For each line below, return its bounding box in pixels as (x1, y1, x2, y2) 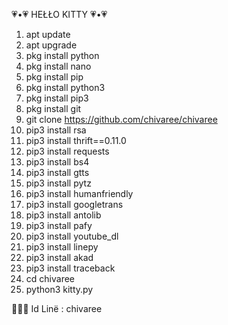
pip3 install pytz (25, 177, 92, 189)
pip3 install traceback (25, 262, 116, 274)
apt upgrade (25, 39, 78, 51)
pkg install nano (25, 60, 92, 72)
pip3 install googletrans (25, 199, 124, 210)
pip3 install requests (25, 145, 110, 157)
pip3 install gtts (25, 167, 90, 178)
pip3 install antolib (25, 209, 102, 221)
